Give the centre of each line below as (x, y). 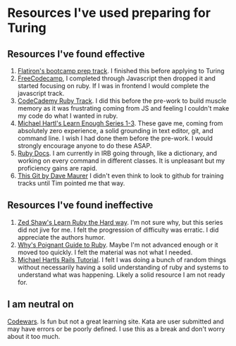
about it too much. (34, 336)
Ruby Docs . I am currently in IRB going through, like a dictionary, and (117, 153)
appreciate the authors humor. (61, 237)
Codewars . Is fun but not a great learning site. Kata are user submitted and (116, 321)
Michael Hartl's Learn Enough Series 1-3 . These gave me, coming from (120, 123)
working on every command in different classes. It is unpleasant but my (121, 161)
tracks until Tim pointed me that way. (71, 183)
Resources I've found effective (76, 54)
